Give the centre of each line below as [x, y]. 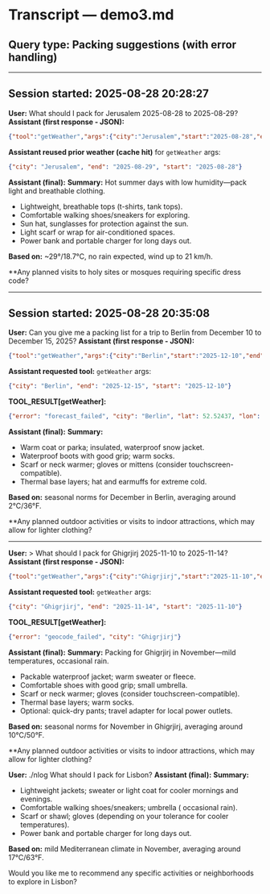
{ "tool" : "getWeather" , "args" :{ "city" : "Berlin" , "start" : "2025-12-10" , [127, 356]
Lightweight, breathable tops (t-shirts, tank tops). [101, 206]
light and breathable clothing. [57, 190]
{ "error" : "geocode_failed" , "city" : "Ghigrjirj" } [95, 637]
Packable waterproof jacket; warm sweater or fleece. [108, 676]
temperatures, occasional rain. [59, 661]
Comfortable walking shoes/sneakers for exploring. [105, 214]
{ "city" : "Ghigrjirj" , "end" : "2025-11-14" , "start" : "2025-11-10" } [125, 606]
